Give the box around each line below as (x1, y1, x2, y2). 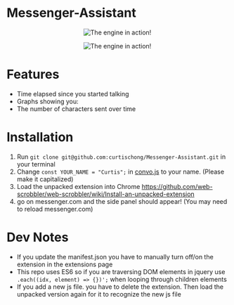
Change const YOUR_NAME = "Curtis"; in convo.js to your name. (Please (16, 167, 225, 176)
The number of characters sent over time (16, 104, 136, 113)
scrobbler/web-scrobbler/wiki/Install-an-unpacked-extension (16, 190, 195, 198)
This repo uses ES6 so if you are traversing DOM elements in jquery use (16, 267, 226, 275)
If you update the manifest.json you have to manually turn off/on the (16, 252, 214, 261)
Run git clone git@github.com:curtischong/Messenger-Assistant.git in (16, 152, 226, 161)
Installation (6, 129, 74, 145)
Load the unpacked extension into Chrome (16, 182, 141, 190)
